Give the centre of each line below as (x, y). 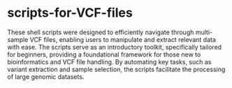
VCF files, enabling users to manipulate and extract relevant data (123, 39)
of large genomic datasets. (46, 76)
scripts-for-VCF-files (70, 13)
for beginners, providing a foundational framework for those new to (104, 54)
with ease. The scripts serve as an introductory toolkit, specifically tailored (115, 47)
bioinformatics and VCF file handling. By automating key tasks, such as (109, 61)
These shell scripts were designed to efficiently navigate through (101, 32)
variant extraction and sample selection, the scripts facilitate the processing (116, 69)
